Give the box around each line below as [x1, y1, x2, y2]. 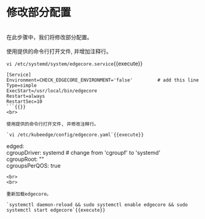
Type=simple [6, 82, 37, 89]
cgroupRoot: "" [6, 155, 45, 163]
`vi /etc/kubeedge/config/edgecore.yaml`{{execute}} [6, 132, 144, 138]
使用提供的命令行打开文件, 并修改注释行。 [6, 121, 99, 127]
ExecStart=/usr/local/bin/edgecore [6, 87, 98, 94]
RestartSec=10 [6, 98, 43, 105]
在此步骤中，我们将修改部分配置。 [6, 33, 93, 40]
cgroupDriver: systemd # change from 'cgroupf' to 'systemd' [6, 149, 161, 156]
